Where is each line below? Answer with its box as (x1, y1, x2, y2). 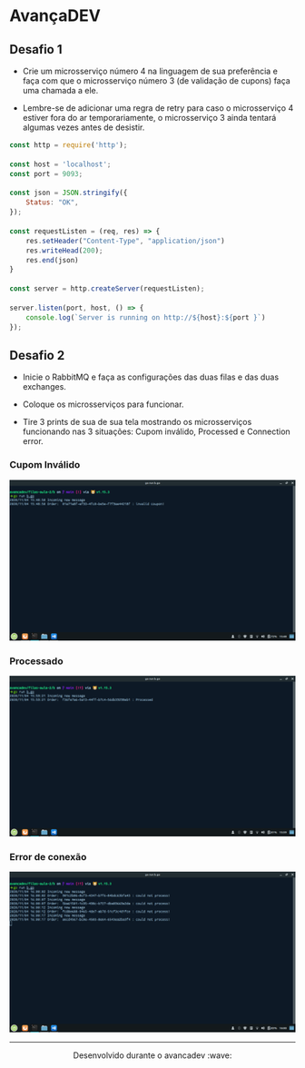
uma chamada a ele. (22, 85, 99, 95)
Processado (9, 655, 64, 667)
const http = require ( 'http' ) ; (9, 141, 128, 150)
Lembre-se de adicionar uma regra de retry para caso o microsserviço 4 (22, 103, 294, 114)
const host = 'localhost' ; (9, 160, 112, 169)
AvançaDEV (9, 5, 102, 26)
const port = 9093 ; (9, 169, 84, 178)
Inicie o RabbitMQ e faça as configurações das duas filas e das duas (22, 371, 280, 382)
